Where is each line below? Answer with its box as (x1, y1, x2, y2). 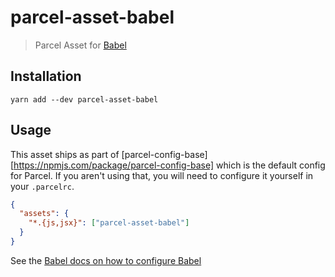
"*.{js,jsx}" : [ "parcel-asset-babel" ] (28, 218, 190, 228)
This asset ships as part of (10, 148, 120, 160)
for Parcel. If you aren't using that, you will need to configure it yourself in (10, 169, 314, 181)
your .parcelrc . (10, 180, 75, 192)
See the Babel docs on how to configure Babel (10, 254, 202, 266)
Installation (10, 68, 82, 85)
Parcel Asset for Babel (34, 39, 127, 51)
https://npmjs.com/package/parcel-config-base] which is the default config (13, 159, 326, 171)
